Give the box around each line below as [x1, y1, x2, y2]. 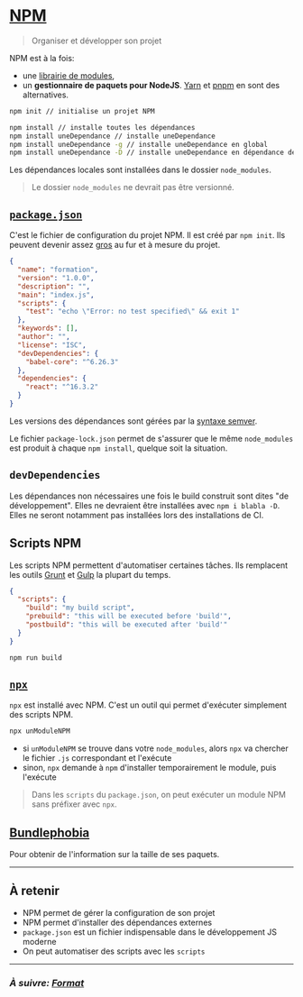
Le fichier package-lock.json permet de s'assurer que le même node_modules [9, 433, 294, 444]
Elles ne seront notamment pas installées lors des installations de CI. [9, 509, 264, 520]
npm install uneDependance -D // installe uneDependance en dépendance [9, 148, 284, 158]
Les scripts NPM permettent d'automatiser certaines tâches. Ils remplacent [9, 560, 289, 571]
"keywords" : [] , [17, 324, 78, 334]
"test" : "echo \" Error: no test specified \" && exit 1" [25, 307, 241, 316]
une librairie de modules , [22, 69, 115, 81]
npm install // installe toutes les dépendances [9, 123, 196, 132]
